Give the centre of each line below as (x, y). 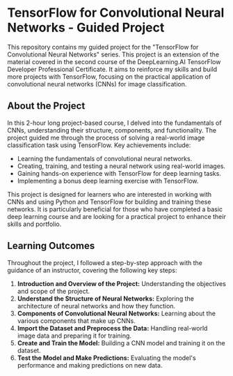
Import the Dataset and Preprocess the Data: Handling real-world (112, 328)
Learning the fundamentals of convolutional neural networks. (105, 158)
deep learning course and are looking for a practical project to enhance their (116, 216)
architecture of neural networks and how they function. (96, 306)
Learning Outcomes (51, 246)
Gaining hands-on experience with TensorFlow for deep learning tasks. (119, 173)
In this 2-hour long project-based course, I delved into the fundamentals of (114, 123)
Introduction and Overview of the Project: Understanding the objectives (121, 283)
